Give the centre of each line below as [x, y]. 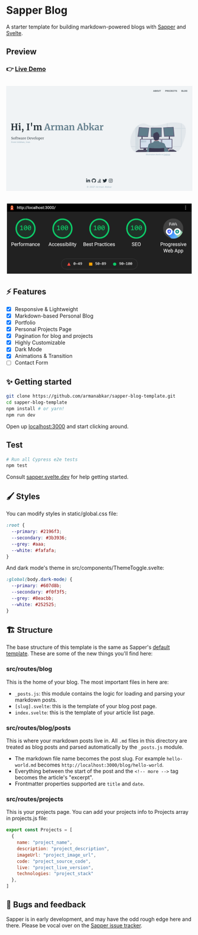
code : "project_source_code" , [54, 861]
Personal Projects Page [43, 329]
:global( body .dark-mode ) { [39, 579]
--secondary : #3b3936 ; [39, 538]
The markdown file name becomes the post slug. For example [90, 759]
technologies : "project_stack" [55, 874]
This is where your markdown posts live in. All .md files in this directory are [97, 741]
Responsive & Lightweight [46, 309]
